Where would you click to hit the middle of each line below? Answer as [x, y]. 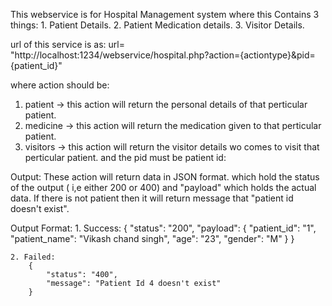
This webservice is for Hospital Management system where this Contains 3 [165, 14]
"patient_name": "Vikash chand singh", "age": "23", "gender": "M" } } [152, 238]
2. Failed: [33, 257]
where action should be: [60, 85]
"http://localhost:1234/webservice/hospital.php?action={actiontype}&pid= [163, 55]
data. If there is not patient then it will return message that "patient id [152, 198]
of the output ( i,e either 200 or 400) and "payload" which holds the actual [163, 187]
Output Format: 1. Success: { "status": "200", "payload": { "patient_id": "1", [163, 228]
